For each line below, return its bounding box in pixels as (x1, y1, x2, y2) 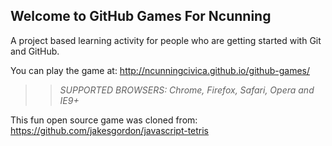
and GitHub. (10, 45, 60, 57)
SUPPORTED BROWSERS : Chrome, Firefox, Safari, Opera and (59, 84, 315, 96)
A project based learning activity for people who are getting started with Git (10, 34, 322, 46)
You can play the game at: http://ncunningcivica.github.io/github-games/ (10, 64, 310, 76)
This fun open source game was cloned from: (10, 114, 198, 126)
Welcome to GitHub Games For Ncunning (10, 8, 272, 25)
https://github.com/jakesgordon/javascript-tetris (10, 124, 210, 136)
